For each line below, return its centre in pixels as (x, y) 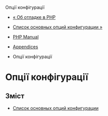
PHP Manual (26, 37)
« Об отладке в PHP (34, 17)
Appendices (25, 47)
